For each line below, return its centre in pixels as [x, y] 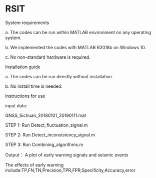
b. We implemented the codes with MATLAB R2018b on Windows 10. [76, 47]
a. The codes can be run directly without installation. [59, 76]
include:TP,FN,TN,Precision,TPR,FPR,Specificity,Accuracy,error [70, 170]
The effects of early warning [34, 165]
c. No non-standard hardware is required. [48, 57]
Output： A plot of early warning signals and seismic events [67, 155]
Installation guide [23, 67]
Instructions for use [25, 96]
